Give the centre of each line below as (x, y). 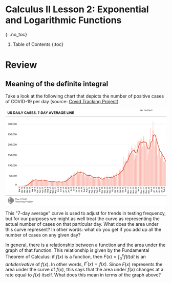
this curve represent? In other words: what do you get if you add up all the (83, 230)
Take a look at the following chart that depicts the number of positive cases (85, 96)
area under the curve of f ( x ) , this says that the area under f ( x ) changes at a (84, 270)
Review (21, 65)
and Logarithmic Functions (63, 20)
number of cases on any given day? (43, 235)
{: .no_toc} (16, 34)
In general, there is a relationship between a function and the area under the (85, 245)
